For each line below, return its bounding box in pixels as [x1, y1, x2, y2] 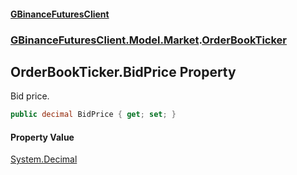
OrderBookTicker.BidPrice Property [10, 63, 237, 80]
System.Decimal [10, 153, 78, 165]
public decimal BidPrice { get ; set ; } [10, 110, 177, 120]
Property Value [10, 131, 75, 143]
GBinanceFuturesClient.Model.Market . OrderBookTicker [10, 33, 288, 47]
